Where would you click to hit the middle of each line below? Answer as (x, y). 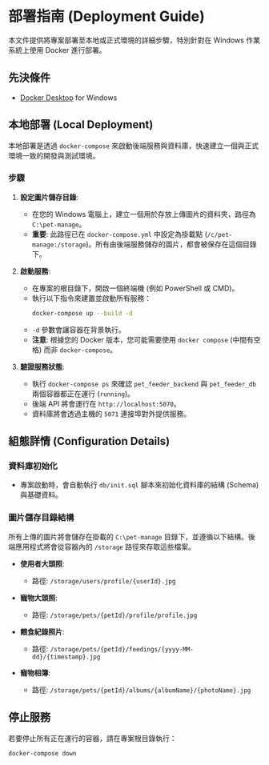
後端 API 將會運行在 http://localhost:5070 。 (106, 403)
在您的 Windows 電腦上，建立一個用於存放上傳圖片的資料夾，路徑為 (144, 214)
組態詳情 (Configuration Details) (89, 441)
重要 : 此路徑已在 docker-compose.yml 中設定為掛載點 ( (120, 234)
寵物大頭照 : (38, 598)
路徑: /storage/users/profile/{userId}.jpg (104, 580)
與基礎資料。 (41, 495)
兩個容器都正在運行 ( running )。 (83, 394)
